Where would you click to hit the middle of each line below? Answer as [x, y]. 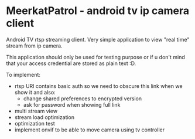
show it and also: [35, 92]
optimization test [35, 123]
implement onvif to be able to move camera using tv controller [90, 130]
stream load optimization [45, 117]
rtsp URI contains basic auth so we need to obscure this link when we [98, 86]
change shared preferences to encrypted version [83, 99]
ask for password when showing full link [72, 104]
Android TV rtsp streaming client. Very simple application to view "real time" [98, 39]
